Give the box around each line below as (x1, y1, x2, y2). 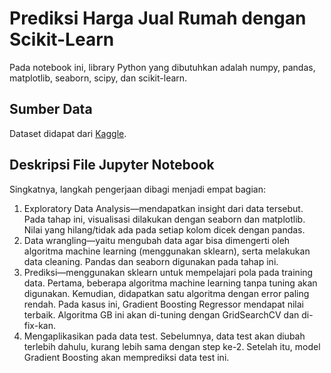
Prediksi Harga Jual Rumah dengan (9, 7, 307, 30)
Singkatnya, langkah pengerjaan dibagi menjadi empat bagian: (9, 183, 267, 195)
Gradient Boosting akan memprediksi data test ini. (23, 351, 230, 363)
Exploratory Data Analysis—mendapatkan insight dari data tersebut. (23, 202, 304, 214)
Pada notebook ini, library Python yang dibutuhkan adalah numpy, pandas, (9, 61, 316, 73)
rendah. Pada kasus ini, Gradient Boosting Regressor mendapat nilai (23, 298, 304, 310)
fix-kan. (23, 319, 56, 331)
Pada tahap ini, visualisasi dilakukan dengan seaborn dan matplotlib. (23, 213, 306, 225)
